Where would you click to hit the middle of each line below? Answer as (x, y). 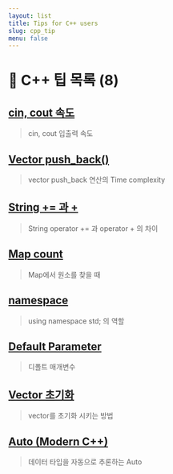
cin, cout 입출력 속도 (60, 134)
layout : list (30, 16)
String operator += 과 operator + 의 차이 (93, 228)
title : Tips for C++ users (53, 23)
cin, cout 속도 (42, 112)
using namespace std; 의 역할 (76, 321)
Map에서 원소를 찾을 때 (64, 274)
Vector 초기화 (41, 395)
